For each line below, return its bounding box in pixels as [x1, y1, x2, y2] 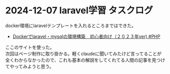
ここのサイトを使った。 [5, 44, 54, 50]
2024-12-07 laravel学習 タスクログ [5, 5, 153, 16]
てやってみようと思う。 [5, 63, 54, 69]
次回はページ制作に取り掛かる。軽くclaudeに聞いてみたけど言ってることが [5, 51, 162, 57]
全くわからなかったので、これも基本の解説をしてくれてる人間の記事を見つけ [5, 57, 165, 63]
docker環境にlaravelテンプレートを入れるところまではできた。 [5, 22, 136, 29]
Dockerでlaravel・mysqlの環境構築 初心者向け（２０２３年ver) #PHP [12, 33, 160, 39]
